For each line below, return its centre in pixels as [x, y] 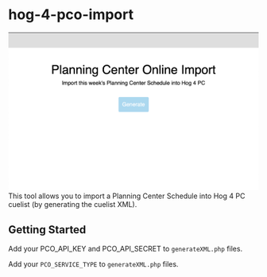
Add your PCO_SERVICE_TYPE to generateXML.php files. [93, 264]
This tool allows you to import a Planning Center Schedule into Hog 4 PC [127, 196]
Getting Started [47, 230]
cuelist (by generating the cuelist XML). [73, 205]
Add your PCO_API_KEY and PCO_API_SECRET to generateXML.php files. [126, 249]
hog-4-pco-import [71, 15]
